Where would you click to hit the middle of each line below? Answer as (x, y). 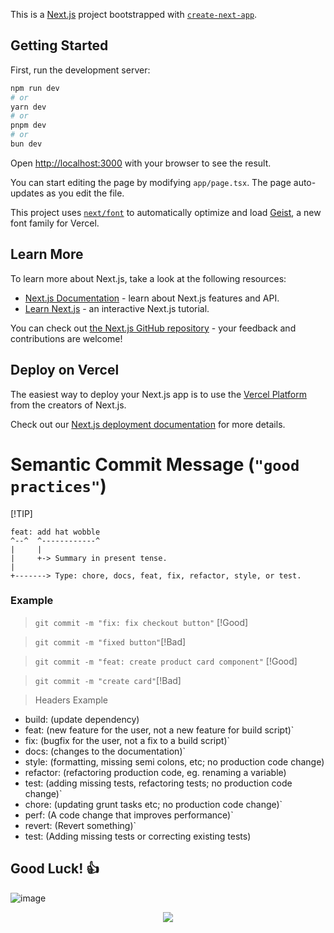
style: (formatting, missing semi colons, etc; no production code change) (174, 761)
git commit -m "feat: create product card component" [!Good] (166, 661)
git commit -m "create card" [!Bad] (108, 680)
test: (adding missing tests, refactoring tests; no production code (158, 783)
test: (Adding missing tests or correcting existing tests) (138, 836)
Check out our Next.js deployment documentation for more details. (148, 424)
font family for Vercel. (55, 223)
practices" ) (58, 485)
